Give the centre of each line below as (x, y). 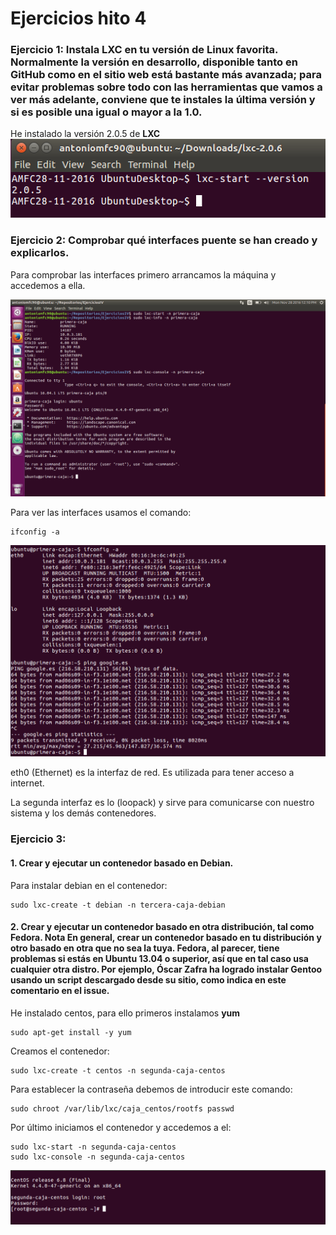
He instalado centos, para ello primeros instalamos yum (125, 1013)
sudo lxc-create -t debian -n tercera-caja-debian (118, 905)
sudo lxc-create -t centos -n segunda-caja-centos (118, 1070)
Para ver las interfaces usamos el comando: (101, 512)
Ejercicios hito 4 (78, 18)
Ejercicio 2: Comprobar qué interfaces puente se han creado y (164, 240)
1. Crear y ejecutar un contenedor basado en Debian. (122, 863)
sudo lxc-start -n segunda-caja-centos (93, 1147)
